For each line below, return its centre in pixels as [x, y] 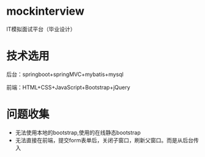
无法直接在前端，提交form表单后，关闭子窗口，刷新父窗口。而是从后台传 [107, 140]
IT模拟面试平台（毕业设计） [41, 29]
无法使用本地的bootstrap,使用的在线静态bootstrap [78, 132]
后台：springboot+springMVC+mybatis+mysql [65, 74]
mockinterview [45, 11]
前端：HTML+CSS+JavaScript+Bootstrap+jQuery [68, 87]
